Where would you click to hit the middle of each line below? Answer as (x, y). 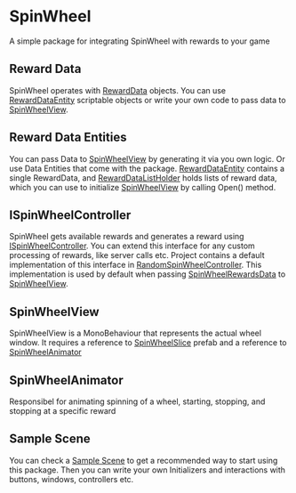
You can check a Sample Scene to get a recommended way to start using (144, 460)
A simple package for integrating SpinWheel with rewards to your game (140, 41)
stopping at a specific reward (63, 411)
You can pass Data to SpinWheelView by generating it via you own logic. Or (148, 158)
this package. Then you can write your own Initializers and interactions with (148, 470)
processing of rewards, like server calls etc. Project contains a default (137, 255)
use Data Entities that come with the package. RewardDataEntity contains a (147, 168)
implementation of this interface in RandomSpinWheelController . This (136, 265)
